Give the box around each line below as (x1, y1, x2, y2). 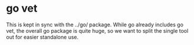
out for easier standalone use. (6, 33, 79, 40)
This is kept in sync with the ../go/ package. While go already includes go (6, 21, 184, 28)
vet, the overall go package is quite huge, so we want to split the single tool (6, 27, 189, 34)
